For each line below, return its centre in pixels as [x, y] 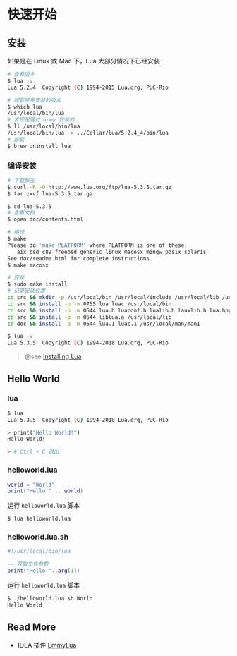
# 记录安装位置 [26, 291]
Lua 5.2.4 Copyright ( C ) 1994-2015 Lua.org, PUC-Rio [88, 87]
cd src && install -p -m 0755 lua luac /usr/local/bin [90, 304]
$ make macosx [28, 265]
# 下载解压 [21, 181]
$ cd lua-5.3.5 [30, 206]
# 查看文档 [21, 213]
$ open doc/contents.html [45, 219]
